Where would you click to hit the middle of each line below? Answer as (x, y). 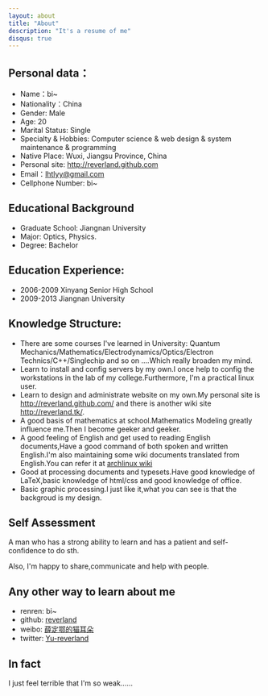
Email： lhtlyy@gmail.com (62, 174)
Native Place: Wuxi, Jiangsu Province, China (93, 156)
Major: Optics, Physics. (58, 236)
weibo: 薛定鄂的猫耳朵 (57, 629)
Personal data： (49, 73)
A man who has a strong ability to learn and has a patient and (110, 542)
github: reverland (48, 620)
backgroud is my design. (61, 498)
